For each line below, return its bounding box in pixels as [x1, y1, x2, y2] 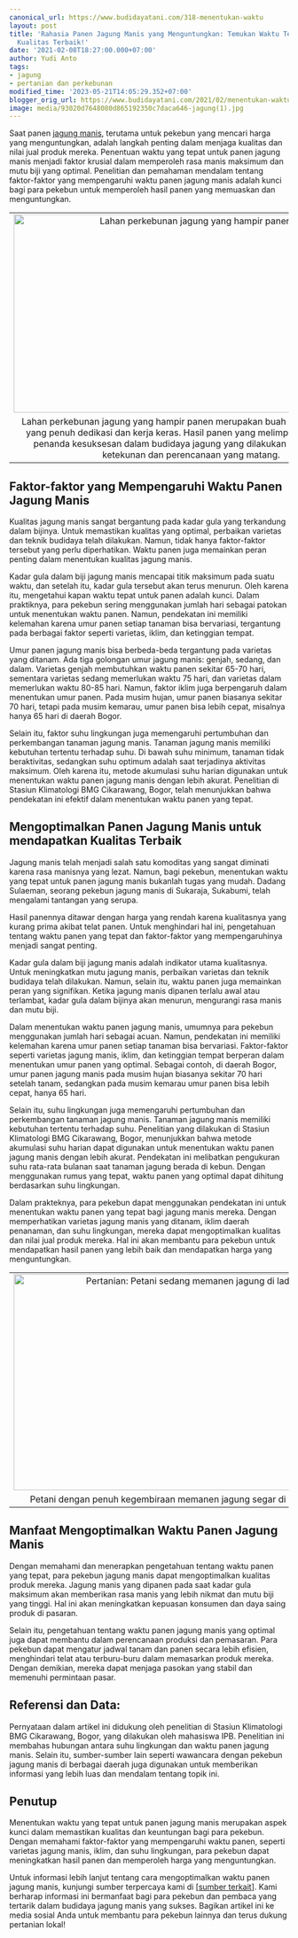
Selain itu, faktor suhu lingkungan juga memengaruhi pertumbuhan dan [9, 728, 269, 738]
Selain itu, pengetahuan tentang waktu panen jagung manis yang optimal [9, 1624, 276, 1636]
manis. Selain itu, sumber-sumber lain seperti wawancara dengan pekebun [9, 1749, 283, 1760]
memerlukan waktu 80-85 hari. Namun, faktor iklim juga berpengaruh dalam [9, 683, 287, 693]
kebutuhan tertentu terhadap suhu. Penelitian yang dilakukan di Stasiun [9, 1123, 271, 1134]
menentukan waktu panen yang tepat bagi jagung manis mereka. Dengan [9, 1207, 277, 1217]
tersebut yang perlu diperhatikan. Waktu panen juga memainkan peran [9, 544, 267, 555]
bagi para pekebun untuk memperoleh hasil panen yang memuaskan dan [9, 184, 276, 195]
